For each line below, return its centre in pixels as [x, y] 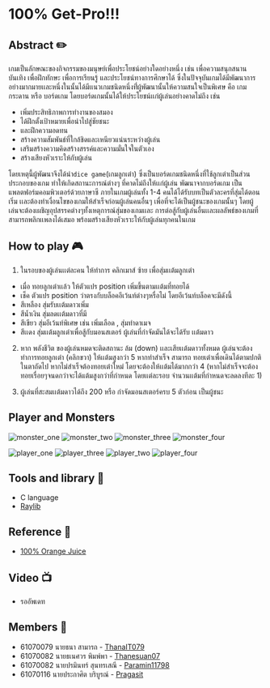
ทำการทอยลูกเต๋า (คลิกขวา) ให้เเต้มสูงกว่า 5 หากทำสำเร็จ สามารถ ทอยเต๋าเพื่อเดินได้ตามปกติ [141, 357]
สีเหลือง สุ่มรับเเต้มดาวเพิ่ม [54, 304]
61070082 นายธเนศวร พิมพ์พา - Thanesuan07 [90, 656]
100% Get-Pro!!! [64, 14]
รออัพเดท [33, 601]
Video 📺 [30, 577]
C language [39, 498]
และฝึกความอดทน [44, 130]
